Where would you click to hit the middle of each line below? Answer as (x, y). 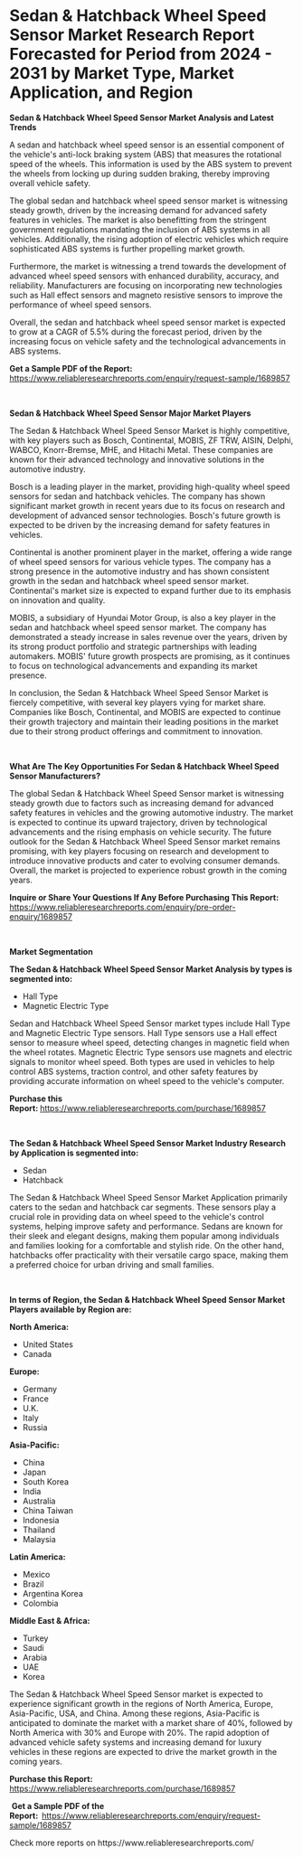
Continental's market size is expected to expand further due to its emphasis (151, 590)
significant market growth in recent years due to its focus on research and (147, 505)
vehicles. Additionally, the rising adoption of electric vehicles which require (149, 239)
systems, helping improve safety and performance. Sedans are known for (146, 1226)
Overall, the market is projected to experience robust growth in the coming (148, 870)
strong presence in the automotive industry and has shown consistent (139, 571)
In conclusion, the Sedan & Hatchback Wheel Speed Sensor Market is (139, 693)
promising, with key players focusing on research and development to (139, 851)
